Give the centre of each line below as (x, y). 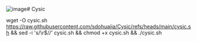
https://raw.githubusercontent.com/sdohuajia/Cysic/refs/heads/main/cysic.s (98, 27)
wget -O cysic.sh (27, 20)
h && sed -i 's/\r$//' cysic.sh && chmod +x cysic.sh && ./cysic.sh (84, 33)
